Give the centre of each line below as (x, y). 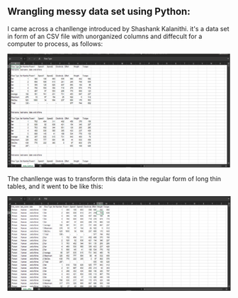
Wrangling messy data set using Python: (99, 12)
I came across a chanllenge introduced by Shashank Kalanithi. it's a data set (118, 28)
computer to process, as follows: (55, 44)
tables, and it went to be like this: (56, 186)
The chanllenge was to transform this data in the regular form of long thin (114, 179)
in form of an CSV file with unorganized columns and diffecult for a (105, 36)
